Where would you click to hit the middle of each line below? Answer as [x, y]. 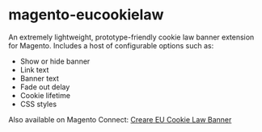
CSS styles [38, 104]
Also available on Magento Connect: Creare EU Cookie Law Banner [120, 119]
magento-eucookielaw [86, 15]
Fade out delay [45, 87]
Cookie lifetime [45, 95]
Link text [34, 69]
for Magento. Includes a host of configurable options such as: [111, 45]
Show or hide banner [55, 61]
